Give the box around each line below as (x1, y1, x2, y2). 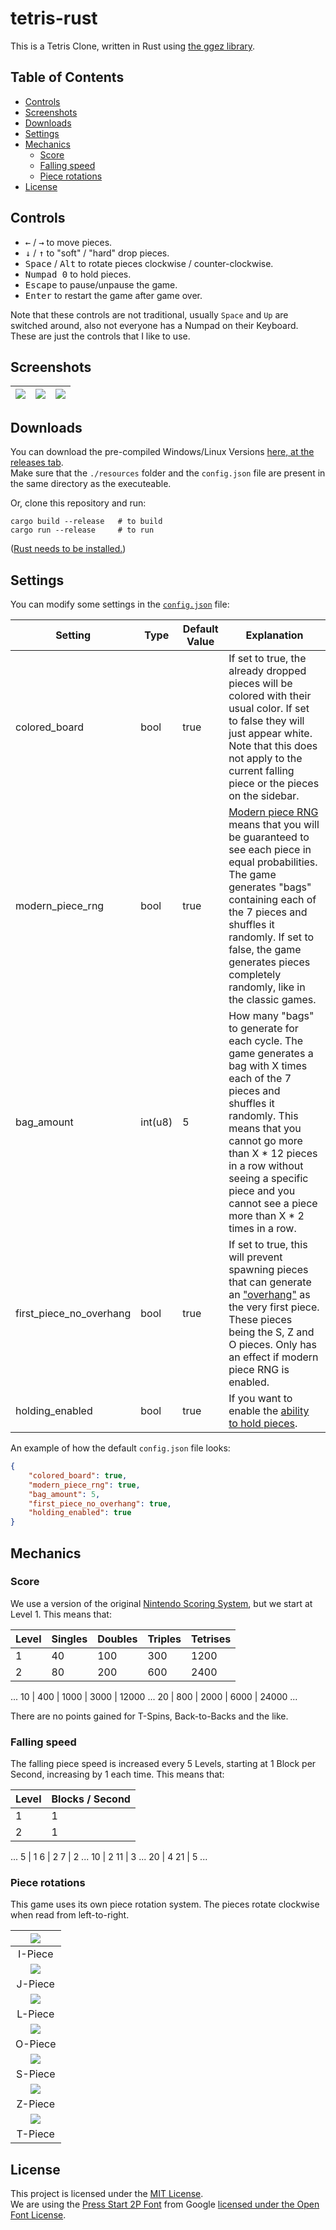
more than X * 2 (228, 1209, 305, 1222)
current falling (228, 764, 295, 777)
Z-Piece (16, 2097, 56, 2111)
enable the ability (228, 1404, 310, 1417)
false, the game (228, 943, 302, 956)
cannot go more (228, 1134, 303, 1147)
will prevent (228, 1250, 283, 1264)
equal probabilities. (228, 855, 318, 869)
